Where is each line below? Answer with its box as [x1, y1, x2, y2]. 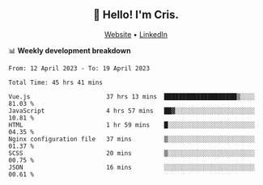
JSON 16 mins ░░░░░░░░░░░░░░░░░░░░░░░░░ [8, 163, 255, 171]
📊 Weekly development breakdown [8, 45, 131, 55]
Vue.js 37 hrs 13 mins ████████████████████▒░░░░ [8, 92, 255, 101]
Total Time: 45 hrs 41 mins [8, 78, 104, 86]
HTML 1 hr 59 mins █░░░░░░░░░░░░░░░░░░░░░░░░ [8, 120, 255, 129]
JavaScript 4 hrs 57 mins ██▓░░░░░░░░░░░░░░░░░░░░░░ [8, 107, 255, 115]
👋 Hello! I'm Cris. [92, 8, 180, 22]
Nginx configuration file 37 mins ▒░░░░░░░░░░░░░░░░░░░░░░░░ [8, 135, 255, 143]
